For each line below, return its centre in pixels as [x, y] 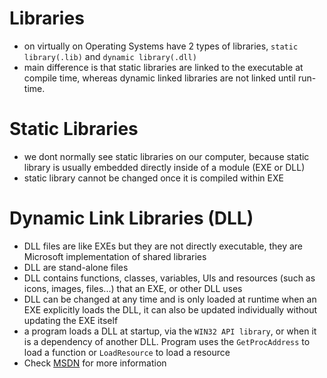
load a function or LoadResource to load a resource [127, 352]
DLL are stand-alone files [76, 267]
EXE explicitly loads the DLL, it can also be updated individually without [170, 309]
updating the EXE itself [71, 320]
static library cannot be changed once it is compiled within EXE [153, 178]
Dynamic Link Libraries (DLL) [131, 218]
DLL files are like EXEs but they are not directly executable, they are [163, 246]
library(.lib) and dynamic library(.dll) [110, 56]
